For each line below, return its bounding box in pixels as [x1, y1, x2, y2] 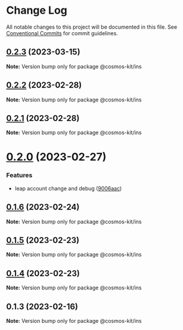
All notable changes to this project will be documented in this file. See [6, 23, 178, 30]
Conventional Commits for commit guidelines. [6, 29, 118, 36]
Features [6, 171, 33, 180]
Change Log [6, 4, 67, 17]
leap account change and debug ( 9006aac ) [14, 184, 122, 192]
